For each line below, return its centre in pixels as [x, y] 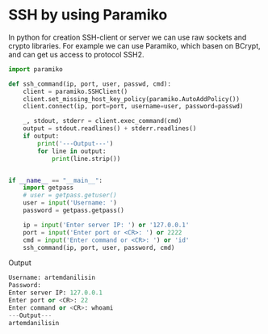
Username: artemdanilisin [52, 278]
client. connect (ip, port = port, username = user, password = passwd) [133, 107]
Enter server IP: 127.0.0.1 [56, 293]
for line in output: [72, 151]
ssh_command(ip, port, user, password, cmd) [99, 247]
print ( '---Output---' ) [75, 143]
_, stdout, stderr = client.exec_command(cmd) [103, 121]
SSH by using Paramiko [88, 15]
